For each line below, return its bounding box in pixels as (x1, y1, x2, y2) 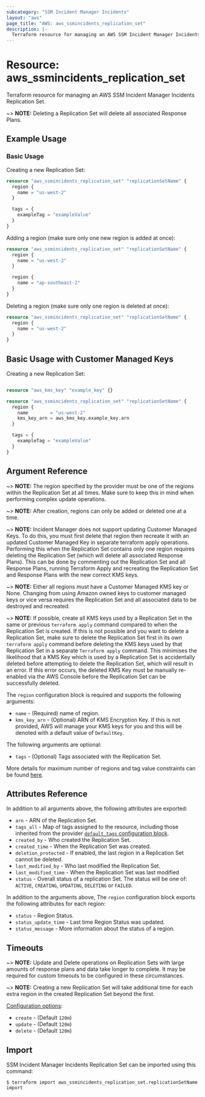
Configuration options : (6, 1002, 63, 1010)
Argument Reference (6, 466, 88, 477)
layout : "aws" (6, 15, 43, 21)
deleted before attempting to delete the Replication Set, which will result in (6, 660, 193, 667)
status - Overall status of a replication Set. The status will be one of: (15, 876, 187, 883)
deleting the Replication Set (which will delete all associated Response (6, 551, 183, 559)
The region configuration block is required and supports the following (6, 691, 181, 698)
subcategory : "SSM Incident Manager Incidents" (6, 9, 130, 15)
